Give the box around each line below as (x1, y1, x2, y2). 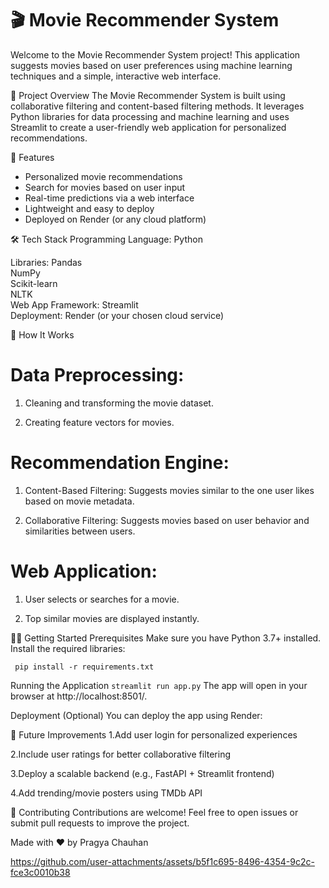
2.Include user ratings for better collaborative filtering (10, 748, 231, 760)
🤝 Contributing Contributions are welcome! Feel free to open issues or (10, 806, 299, 818)
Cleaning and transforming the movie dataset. (24, 397, 214, 409)
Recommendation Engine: (10, 452, 230, 474)
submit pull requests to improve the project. (10, 817, 190, 829)
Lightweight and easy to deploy (24, 202, 155, 214)
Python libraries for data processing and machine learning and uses (10, 110, 290, 122)
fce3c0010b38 (10, 866, 71, 878)
